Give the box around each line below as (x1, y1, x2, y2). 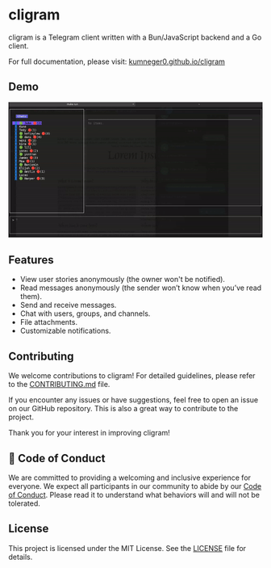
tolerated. (8, 499, 40, 508)
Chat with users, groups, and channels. (19, 309, 151, 318)
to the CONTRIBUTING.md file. (8, 380, 110, 389)
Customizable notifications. (19, 326, 111, 336)
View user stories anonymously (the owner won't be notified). (19, 275, 226, 284)
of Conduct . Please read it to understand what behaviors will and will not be (8, 490, 261, 499)
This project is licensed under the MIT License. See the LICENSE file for (8, 543, 247, 553)
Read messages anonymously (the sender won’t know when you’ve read (19, 283, 262, 292)
